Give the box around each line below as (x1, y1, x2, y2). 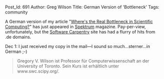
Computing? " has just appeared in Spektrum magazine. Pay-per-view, (5, 24, 146, 30)
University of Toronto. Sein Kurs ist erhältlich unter (17, 63, 119, 69)
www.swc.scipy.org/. (17, 68, 60, 74)
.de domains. (5, 34, 31, 40)
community (5, 9, 28, 15)
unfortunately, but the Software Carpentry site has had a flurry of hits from (5, 29, 156, 34)
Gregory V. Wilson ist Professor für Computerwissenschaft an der (17, 58, 149, 63)
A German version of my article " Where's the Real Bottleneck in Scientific (5, 19, 153, 24)
